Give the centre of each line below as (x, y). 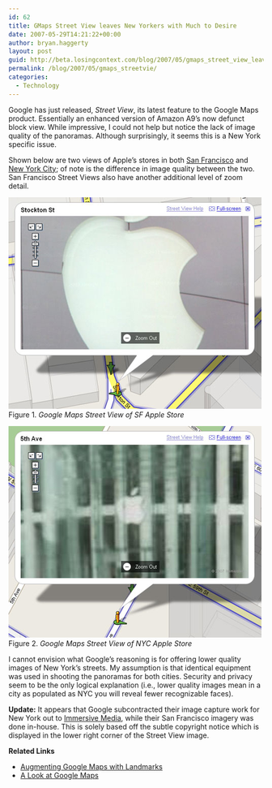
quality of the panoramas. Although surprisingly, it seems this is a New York (135, 136)
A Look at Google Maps (59, 775)
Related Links (32, 751)
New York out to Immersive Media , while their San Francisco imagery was (131, 717)
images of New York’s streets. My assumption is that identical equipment (130, 667)
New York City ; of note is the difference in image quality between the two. (132, 168)
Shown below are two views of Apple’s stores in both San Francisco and (128, 160)
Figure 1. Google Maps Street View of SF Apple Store (96, 415)
